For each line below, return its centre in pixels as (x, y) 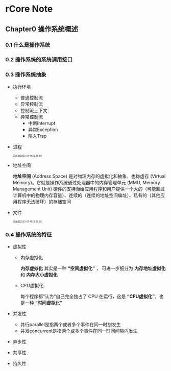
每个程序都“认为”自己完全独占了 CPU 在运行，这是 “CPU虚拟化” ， (90, 296)
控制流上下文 (34, 110)
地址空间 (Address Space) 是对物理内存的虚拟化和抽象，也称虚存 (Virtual (89, 176)
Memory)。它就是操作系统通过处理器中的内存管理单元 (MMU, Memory (86, 182)
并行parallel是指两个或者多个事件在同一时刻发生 (70, 325)
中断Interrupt (42, 123)
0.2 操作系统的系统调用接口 (39, 60)
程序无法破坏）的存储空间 (44, 202)
